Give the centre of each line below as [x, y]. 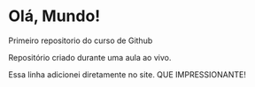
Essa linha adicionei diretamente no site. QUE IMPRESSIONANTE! [127, 74]
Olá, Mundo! [54, 16]
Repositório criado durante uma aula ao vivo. [90, 57]
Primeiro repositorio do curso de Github [81, 40]
